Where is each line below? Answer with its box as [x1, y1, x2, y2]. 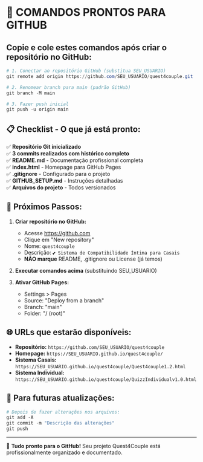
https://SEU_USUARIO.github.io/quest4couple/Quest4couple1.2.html [14, 363, 186, 369]
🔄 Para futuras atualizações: [6, 393, 115, 403]
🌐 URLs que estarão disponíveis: [6, 327, 132, 337]
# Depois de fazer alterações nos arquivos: [6, 409, 120, 415]
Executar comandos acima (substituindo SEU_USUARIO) [14, 267, 157, 274]
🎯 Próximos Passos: [6, 202, 83, 212]
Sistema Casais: [14, 356, 57, 363]
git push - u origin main [6, 106, 69, 112]
